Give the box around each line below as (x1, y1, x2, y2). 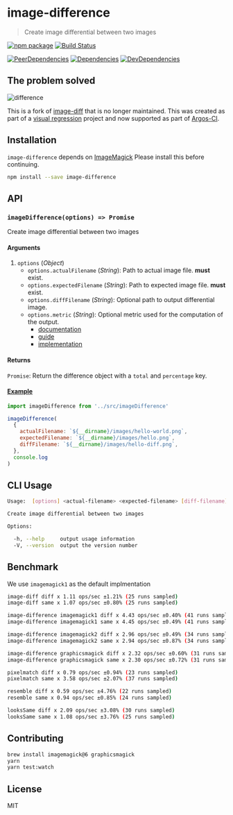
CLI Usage (7, 480, 53, 491)
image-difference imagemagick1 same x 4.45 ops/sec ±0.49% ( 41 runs (7, 619, 209, 625)
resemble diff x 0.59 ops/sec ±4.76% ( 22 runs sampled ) (7, 688, 172, 695)
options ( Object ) (17, 259, 64, 267)
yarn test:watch (7, 764, 54, 771)
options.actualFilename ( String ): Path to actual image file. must (27, 266, 210, 275)
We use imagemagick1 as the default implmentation (7, 580, 151, 588)
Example (7, 387, 33, 396)
